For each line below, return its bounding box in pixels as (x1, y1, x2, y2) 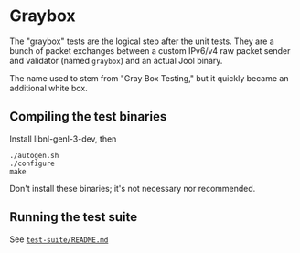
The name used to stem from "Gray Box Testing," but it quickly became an (9, 72, 289, 83)
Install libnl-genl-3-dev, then (9, 133, 117, 144)
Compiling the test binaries (9, 109, 167, 124)
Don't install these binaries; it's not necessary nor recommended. (9, 183, 256, 194)
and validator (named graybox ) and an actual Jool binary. (9, 55, 223, 66)
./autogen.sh (9, 151, 59, 160)
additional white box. (9, 82, 89, 93)
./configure (9, 159, 55, 168)
